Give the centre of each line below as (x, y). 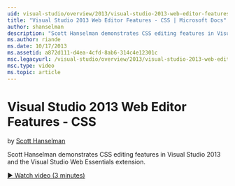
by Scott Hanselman (36, 141)
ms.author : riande (34, 40)
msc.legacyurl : (29, 59)
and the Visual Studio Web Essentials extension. (76, 162)
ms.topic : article (34, 72)
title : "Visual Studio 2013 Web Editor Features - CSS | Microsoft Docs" (117, 20)
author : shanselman (36, 27)
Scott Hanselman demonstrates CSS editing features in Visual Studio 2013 (114, 155)
